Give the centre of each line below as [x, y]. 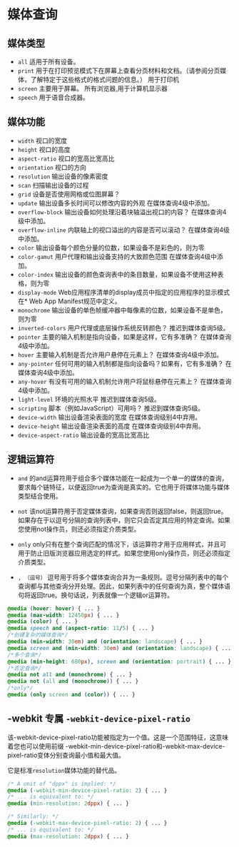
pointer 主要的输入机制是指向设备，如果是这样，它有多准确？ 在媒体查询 [124, 337]
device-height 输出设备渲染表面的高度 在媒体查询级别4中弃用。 [111, 426]
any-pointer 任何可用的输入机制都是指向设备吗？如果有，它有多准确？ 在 [124, 363]
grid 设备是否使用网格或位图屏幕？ [69, 194]
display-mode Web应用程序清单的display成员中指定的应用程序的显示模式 [124, 292]
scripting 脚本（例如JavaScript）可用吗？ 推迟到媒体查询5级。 [111, 408]
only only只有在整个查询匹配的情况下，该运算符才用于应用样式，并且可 [122, 544]
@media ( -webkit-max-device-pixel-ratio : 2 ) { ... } [87, 823]
